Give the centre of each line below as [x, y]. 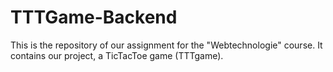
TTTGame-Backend [94, 17]
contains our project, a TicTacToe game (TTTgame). [117, 55]
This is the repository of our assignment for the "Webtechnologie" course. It [166, 45]
